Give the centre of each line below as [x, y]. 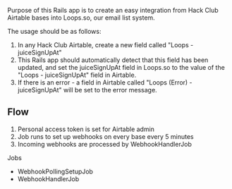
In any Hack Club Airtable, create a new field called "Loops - [105, 45]
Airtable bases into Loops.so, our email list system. [81, 18]
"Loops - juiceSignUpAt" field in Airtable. [77, 75]
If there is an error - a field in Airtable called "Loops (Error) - [105, 83]
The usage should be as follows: [54, 31]
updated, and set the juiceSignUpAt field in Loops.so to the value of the [121, 67]
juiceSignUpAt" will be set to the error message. [87, 90]
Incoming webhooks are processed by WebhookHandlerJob [105, 144]
